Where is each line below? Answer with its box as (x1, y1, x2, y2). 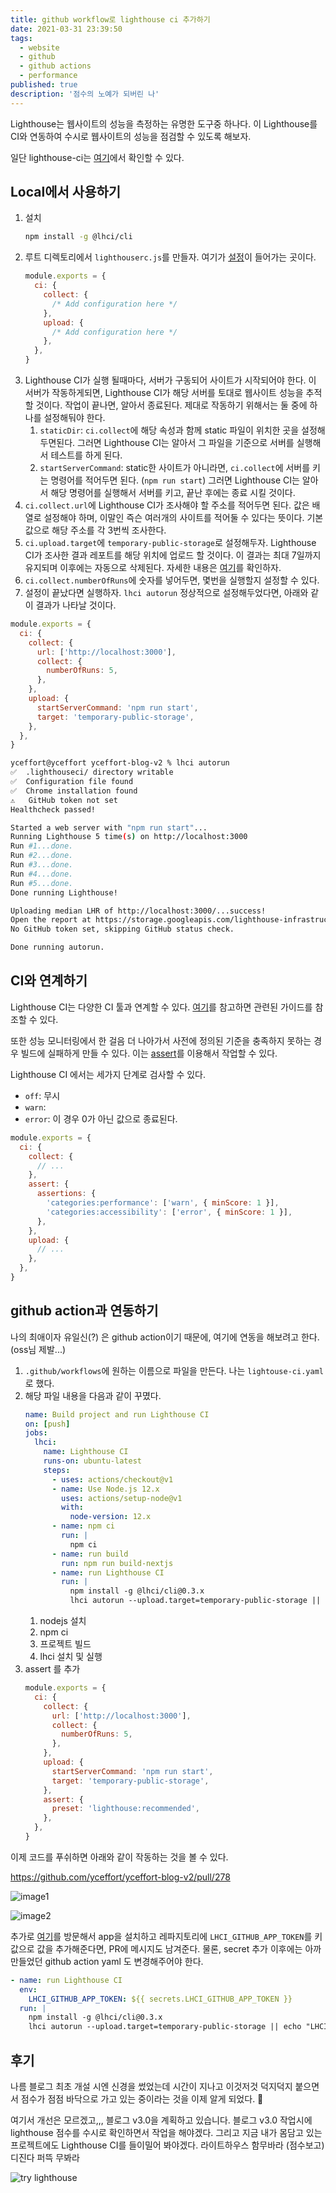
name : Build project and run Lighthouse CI (24, 1409, 210, 1420)
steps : (43, 1465, 71, 1475)
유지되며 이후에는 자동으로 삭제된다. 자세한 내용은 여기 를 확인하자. (24, 562, 282, 574)
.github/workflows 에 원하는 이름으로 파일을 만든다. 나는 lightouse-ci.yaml (24, 1364, 324, 1376)
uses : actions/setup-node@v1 (61, 1493, 183, 1503)
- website (19, 42, 60, 53)
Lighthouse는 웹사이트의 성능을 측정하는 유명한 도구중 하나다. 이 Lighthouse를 (10, 117, 318, 130)
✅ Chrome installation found (10, 786, 138, 796)
